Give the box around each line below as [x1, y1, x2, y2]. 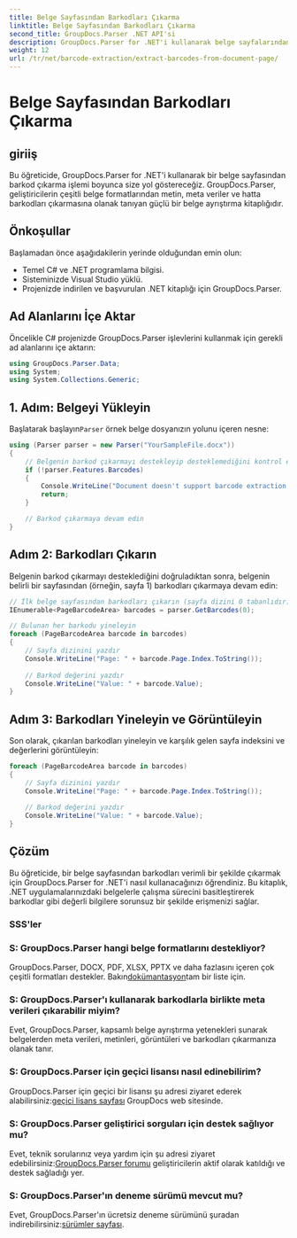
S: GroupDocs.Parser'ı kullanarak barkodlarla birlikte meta [9, 993, 265, 1006]
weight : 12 [9, 46, 49, 55]
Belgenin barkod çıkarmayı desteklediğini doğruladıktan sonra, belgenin [9, 571, 270, 581]
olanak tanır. [9, 1043, 55, 1055]
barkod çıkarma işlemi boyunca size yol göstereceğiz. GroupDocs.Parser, [9, 179, 277, 190]
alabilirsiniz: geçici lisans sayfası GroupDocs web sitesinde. [9, 1095, 224, 1106]
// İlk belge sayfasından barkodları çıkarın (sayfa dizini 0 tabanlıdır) [9, 597, 291, 606]
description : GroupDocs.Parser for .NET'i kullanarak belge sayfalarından [9, 37, 291, 47]
